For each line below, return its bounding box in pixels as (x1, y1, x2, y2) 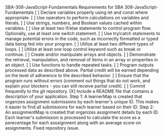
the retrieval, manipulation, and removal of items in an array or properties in (5, 57, 158, 62)
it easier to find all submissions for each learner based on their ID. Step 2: (5, 104, 154, 110)
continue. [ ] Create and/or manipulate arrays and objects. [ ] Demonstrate (5, 51, 156, 57)
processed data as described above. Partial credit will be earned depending (5, 67, 159, 73)
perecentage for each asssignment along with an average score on (5, 120, 141, 126)
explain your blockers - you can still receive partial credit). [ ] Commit (5, 83, 146, 89)
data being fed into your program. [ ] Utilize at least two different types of (5, 41, 154, 46)
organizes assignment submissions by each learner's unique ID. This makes (5, 99, 159, 104)
